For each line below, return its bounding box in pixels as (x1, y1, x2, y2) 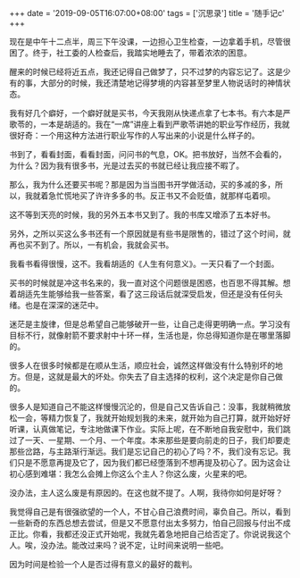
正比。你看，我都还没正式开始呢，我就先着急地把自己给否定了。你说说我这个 (9, 529, 291, 539)
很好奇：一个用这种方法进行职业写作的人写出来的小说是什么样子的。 (9, 130, 260, 140)
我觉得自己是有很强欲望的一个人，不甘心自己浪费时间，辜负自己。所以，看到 (9, 507, 291, 516)
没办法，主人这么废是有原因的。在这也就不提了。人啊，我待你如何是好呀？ (9, 488, 283, 498)
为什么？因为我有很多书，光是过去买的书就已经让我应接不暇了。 (9, 160, 244, 171)
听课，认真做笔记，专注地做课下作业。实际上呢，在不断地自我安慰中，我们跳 (9, 423, 291, 434)
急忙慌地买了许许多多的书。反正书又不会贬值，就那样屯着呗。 (47, 190, 275, 201)
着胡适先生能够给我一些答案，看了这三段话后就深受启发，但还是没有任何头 (9, 289, 283, 299)
